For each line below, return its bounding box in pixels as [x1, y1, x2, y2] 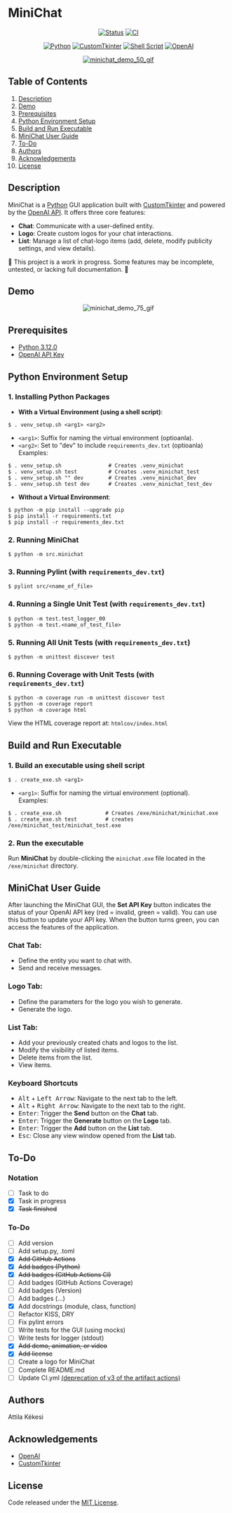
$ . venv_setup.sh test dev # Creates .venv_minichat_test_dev [8, 480, 212, 487]
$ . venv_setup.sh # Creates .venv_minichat [8, 462, 184, 469]
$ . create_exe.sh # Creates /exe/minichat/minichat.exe [8, 810, 219, 817]
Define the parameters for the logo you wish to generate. [18, 997, 183, 1005]
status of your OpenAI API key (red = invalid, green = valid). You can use [8, 908, 217, 917]
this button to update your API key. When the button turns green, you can [8, 916, 219, 924]
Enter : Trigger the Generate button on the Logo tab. [18, 1116, 172, 1125]
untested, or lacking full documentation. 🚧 [8, 265, 129, 273]
